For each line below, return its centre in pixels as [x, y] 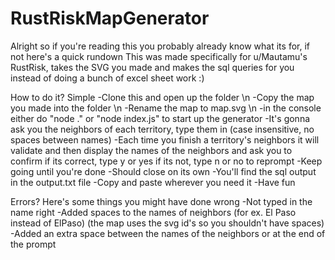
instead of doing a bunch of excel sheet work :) [107, 78]
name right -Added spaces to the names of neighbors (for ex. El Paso [153, 212]
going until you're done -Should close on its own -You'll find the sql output [163, 171]
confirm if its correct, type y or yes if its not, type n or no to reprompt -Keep [166, 161]
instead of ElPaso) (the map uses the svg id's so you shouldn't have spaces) [167, 223]
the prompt [33, 244]
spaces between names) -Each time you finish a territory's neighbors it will [165, 139]
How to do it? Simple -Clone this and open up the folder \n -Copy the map [162, 97]
